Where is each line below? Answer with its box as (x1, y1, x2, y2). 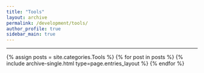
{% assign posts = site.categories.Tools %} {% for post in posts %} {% (6, 54, 183, 61)
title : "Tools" (6, 8, 45, 15)
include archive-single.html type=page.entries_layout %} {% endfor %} (6, 60, 185, 67)
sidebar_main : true (6, 31, 56, 37)
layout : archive (6, 14, 47, 21)
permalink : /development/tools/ (6, 20, 88, 26)
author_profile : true (6, 25, 61, 32)
